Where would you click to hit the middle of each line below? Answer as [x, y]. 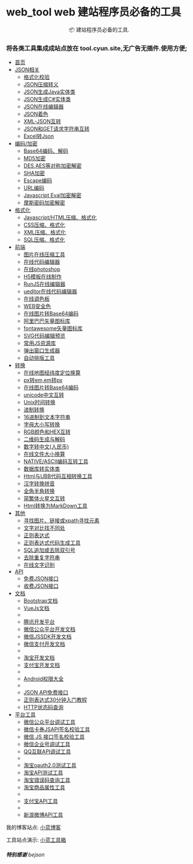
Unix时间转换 [40, 402]
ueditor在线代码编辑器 [50, 292]
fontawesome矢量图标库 [53, 328]
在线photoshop [42, 269]
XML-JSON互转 [42, 121]
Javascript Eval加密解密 [52, 195]
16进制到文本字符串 [47, 417]
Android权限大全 [43, 679]
